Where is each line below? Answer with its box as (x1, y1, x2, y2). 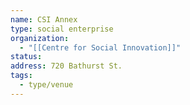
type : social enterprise (10, 24, 114, 34)
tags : (10, 71, 33, 81)
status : (10, 52, 43, 62)
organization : (10, 33, 70, 43)
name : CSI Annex (10, 14, 78, 25)
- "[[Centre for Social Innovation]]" (19, 42, 182, 53)
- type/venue (19, 80, 74, 90)
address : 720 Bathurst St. (10, 61, 123, 71)
